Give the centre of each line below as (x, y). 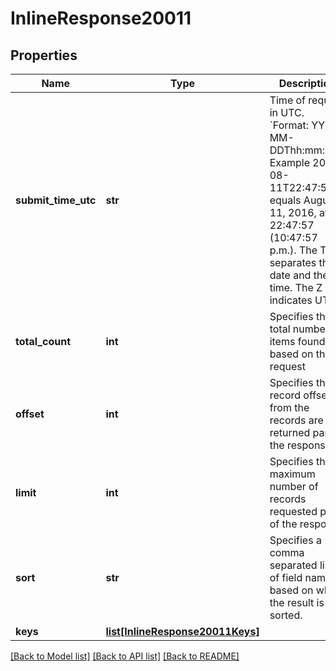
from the (289, 407)
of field (286, 577)
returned (290, 432)
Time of (288, 100)
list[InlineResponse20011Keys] (182, 631)
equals (285, 200)
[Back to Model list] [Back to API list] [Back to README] (125, 656)
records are (296, 420)
